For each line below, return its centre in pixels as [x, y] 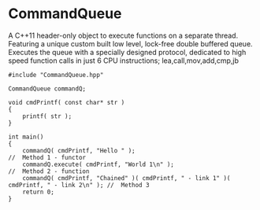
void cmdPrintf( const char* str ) [67, 102]
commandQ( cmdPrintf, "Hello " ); [79, 150]
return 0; [39, 192]
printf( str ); [47, 116]
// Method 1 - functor [47, 157]
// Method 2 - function [49, 171]
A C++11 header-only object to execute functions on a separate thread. [123, 35]
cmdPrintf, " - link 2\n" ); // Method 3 [79, 185]
